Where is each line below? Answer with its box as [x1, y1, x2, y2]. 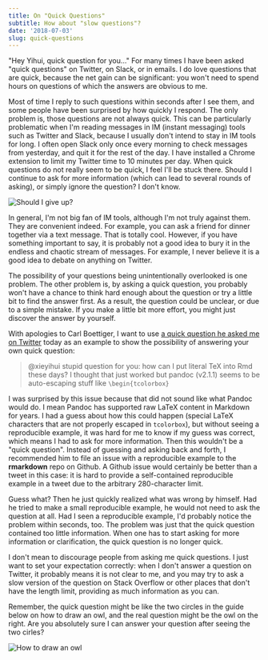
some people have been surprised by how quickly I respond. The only [8, 106, 238, 115]
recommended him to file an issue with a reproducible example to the [8, 454, 237, 463]
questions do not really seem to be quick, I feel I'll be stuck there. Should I [8, 165, 252, 174]
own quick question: [8, 346, 75, 356]
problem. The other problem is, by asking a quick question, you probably [8, 279, 248, 289]
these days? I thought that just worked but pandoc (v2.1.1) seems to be [27, 370, 260, 380]
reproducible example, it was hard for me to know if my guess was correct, [8, 428, 255, 438]
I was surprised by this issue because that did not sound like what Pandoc [8, 394, 253, 404]
